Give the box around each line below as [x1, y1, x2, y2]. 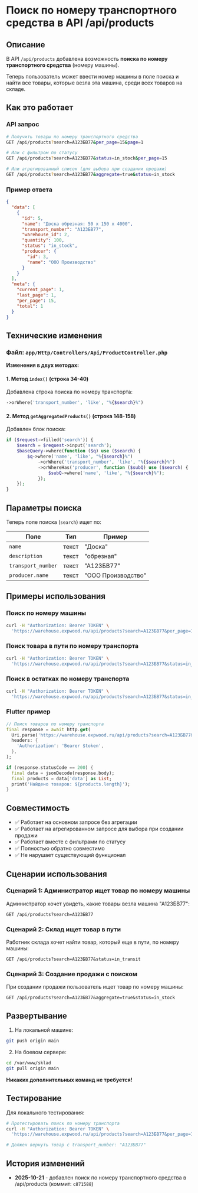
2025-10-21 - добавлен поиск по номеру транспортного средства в [14, 1174, 187, 1181]
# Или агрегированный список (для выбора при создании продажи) [6, 166, 167, 172]
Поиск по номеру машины [6, 609, 87, 617]
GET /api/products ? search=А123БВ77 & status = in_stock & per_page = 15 [6, 155, 167, 161]
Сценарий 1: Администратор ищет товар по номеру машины [6, 886, 190, 895]
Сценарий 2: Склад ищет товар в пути [6, 925, 121, 933]
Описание [6, 40, 45, 50]
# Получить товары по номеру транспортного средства [6, 133, 138, 139]
